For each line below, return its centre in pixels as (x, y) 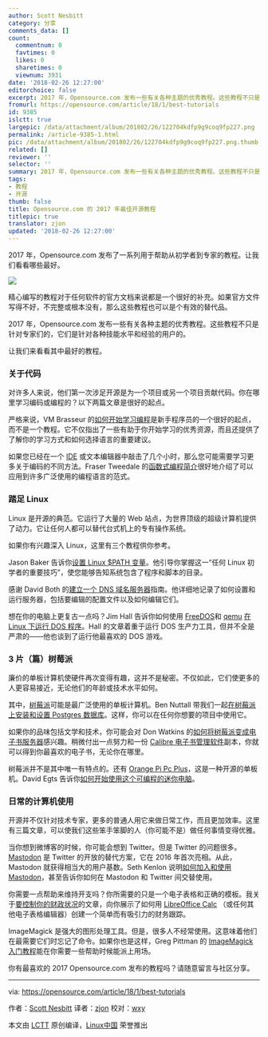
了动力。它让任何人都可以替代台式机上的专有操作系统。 (99, 528)
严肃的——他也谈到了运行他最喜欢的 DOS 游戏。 (88, 636)
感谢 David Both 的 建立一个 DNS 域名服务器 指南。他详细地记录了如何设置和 (132, 589)
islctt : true (30, 120)
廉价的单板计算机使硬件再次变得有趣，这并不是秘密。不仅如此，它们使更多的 (134, 677)
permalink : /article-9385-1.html (64, 134)
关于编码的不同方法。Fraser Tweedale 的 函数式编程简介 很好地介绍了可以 (134, 467)
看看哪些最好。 (39, 265)
